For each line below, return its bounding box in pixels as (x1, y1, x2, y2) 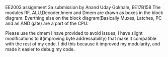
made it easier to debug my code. (5, 46, 75, 52)
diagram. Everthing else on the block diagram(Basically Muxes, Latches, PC (5, 15, 162, 21)
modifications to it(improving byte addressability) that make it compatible (5, 35, 157, 41)
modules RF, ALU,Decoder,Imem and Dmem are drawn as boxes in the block (5, 10, 163, 16)
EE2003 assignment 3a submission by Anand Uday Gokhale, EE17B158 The (5, 5, 161, 10)
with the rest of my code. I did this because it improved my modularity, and (5, 41, 160, 47)
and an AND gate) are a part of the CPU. (5, 20, 89, 26)
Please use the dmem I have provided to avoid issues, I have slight (5, 30, 143, 36)
